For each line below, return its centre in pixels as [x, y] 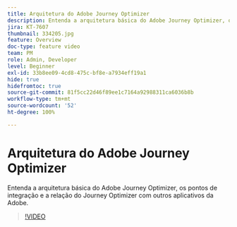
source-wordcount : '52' [42, 106]
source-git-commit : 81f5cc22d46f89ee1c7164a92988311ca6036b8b [101, 92]
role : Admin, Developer [42, 60]
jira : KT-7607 [28, 27]
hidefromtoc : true [34, 86]
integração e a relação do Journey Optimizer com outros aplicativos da [110, 195]
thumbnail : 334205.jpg [41, 33]
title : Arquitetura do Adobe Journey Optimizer [79, 14]
